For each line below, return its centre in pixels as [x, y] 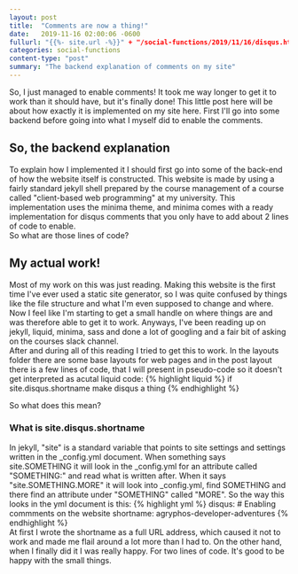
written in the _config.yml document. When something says [118, 456]
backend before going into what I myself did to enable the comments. [136, 120]
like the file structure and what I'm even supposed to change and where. [141, 303]
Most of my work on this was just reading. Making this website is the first [143, 284]
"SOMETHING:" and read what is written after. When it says [118, 476]
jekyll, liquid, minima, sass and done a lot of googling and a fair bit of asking [148, 331]
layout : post [33, 17]
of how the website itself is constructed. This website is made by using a [142, 179]
